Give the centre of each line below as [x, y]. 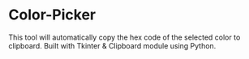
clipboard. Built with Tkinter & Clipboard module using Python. [112, 45]
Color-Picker [52, 15]
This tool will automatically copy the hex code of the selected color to [124, 37]
